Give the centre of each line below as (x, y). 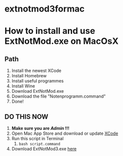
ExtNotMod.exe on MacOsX (62, 41)
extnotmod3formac (45, 9)
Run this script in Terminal (38, 138)
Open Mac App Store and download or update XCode (65, 133)
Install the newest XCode (36, 71)
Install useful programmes (38, 81)
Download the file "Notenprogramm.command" (59, 96)
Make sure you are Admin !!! (40, 128)
